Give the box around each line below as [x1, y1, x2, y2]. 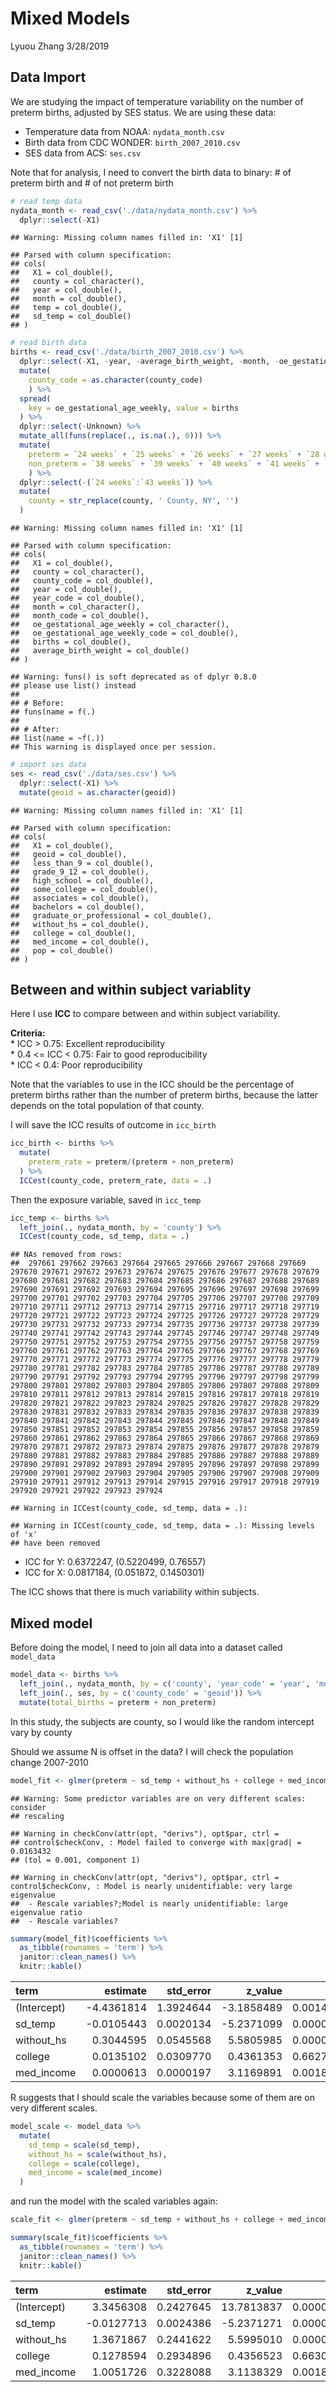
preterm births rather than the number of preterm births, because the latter [10, 1089, 319, 1101]
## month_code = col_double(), [10, 611, 150, 621]
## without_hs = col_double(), [10, 919, 150, 929]
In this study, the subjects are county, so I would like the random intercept [10, 1715, 315, 1727]
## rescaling [10, 1811, 65, 1821]
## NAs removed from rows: [10, 1250, 123, 1260]
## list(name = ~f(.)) [10, 733, 105, 743]
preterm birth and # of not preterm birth [10, 177, 174, 189]
